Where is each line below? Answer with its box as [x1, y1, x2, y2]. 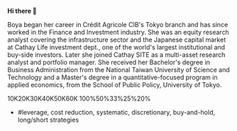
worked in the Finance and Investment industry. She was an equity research [7, 28, 229, 36]
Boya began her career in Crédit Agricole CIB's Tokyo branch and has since [7, 21, 228, 28]
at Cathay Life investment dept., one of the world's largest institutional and [7, 43, 226, 51]
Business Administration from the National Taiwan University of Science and [7, 66, 231, 74]
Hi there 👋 [7, 7, 37, 15]
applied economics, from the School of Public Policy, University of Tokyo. [7, 81, 222, 89]
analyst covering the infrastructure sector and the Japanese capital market [7, 35, 226, 44]
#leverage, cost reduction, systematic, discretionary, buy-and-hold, [17, 108, 216, 116]
